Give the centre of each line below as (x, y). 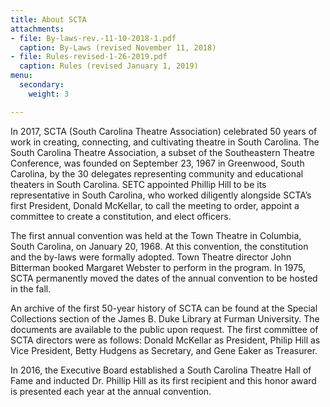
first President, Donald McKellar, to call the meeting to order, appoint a (155, 205)
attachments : (37, 29)
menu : (21, 76)
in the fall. (31, 288)
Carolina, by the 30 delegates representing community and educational (157, 173)
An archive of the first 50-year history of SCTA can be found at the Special (164, 308)
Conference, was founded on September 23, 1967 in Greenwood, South (157, 163)
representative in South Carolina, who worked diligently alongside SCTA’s (161, 195)
